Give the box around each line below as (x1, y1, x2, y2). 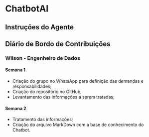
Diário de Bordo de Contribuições (5, 39, 111, 48)
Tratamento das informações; (12, 117, 73, 123)
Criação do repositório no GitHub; (12, 89, 82, 95)
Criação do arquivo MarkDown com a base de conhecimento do (12, 122, 144, 128)
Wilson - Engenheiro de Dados (5, 54, 81, 61)
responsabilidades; (12, 83, 52, 90)
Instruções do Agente (5, 23, 74, 31)
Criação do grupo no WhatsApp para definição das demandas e (12, 78, 144, 84)
